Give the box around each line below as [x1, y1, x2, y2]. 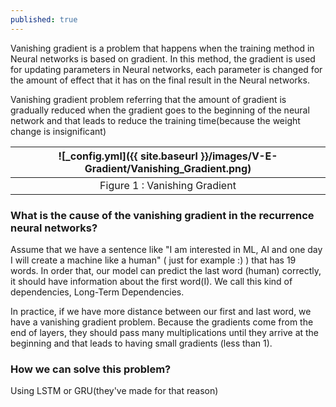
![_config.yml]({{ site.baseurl [58, 149, 198, 163]
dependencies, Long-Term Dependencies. [10, 286, 185, 298]
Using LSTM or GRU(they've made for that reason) [10, 385, 219, 397]
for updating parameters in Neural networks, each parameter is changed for [10, 63, 323, 75]
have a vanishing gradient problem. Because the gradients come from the [10, 316, 314, 328]
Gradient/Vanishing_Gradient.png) [84, 161, 252, 175]
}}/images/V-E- [200, 149, 278, 163]
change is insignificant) [10, 125, 107, 137]
